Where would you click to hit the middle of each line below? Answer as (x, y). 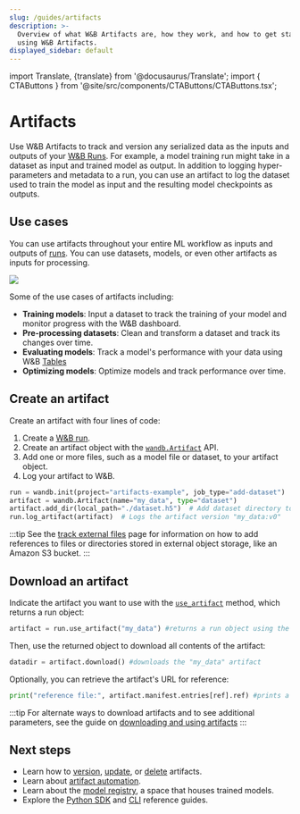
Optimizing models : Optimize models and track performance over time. (154, 371)
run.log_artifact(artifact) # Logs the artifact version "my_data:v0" (145, 517)
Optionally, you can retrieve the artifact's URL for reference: (119, 679)
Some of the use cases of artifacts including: (92, 297)
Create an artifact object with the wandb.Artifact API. (120, 447)
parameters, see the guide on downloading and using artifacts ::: (128, 722)
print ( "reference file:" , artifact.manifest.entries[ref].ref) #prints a (150, 695)
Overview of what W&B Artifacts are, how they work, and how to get (147, 34)
